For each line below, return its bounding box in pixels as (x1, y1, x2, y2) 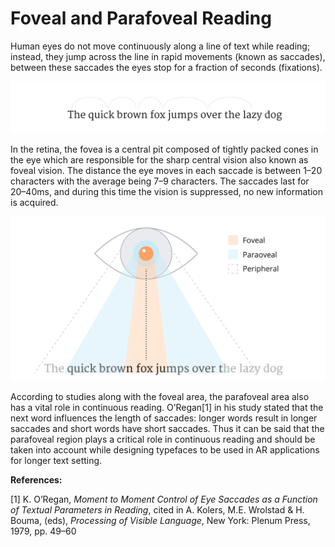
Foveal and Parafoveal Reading (10, 7, 272, 30)
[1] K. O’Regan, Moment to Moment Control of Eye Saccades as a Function (10, 493, 318, 506)
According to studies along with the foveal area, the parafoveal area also (10, 391, 310, 403)
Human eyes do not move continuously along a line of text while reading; (10, 40, 311, 52)
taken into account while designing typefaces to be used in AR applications (10, 444, 320, 456)
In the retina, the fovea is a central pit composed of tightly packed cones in (10, 143, 319, 156)
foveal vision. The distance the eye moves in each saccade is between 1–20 (10, 165, 323, 177)
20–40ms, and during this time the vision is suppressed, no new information (10, 186, 323, 198)
